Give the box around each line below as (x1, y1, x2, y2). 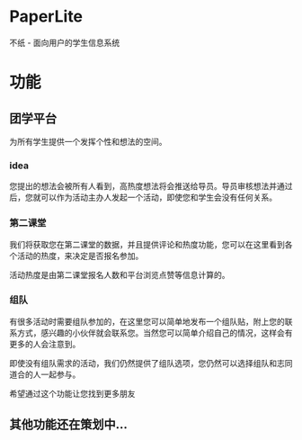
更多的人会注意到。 (9, 338, 81, 349)
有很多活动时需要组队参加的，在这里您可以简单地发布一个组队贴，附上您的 (9, 316, 285, 327)
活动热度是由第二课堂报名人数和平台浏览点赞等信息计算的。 (9, 269, 230, 280)
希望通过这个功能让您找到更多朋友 (9, 388, 136, 399)
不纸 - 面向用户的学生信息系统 (9, 37, 120, 48)
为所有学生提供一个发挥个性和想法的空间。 (9, 136, 167, 147)
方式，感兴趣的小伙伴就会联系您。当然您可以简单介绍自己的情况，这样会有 (16, 327, 293, 338)
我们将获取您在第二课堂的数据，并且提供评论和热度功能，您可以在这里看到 (9, 238, 285, 249)
